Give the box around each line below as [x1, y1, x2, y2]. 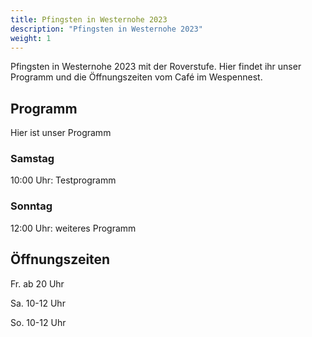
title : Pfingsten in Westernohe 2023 [10, 14, 168, 25]
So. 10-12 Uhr [10, 316, 67, 328]
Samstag [10, 152, 55, 166]
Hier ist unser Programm [10, 127, 112, 139]
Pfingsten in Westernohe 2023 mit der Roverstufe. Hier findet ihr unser [10, 61, 302, 73]
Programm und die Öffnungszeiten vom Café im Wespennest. [10, 71, 263, 83]
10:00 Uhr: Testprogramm [10, 174, 117, 186]
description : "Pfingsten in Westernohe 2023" [10, 24, 203, 34]
